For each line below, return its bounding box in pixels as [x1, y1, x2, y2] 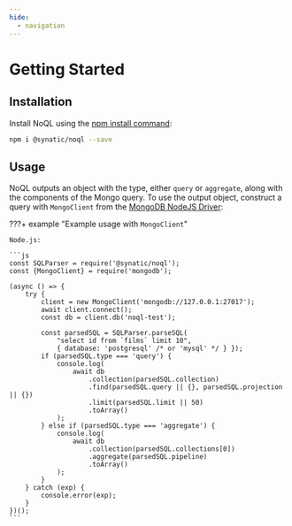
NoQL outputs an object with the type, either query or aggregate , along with [9, 183, 283, 194]
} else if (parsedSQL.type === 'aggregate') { [41, 422, 216, 431]
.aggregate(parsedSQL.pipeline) [88, 453, 208, 461]
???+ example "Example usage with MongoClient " [9, 218, 188, 230]
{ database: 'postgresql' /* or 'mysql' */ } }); [56, 344, 243, 354]
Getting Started [9, 59, 126, 80]
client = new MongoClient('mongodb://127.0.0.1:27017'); [41, 298, 255, 307]
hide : [9, 12, 29, 22]
